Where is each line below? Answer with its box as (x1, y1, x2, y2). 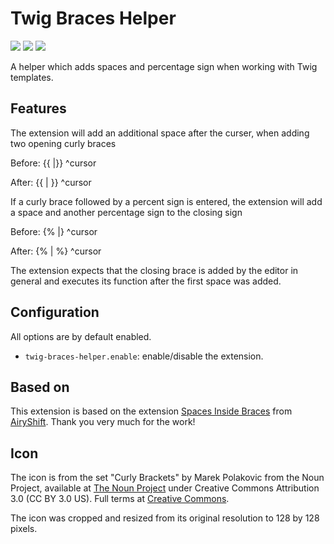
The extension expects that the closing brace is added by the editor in (10, 264, 299, 276)
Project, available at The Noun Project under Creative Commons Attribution (10, 482, 320, 494)
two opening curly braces (10, 137, 117, 149)
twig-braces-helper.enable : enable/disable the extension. (24, 350, 264, 362)
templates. (10, 71, 54, 83)
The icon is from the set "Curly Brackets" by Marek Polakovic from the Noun (10, 472, 325, 484)
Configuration (10, 304, 100, 321)
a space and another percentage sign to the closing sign (10, 206, 243, 218)
